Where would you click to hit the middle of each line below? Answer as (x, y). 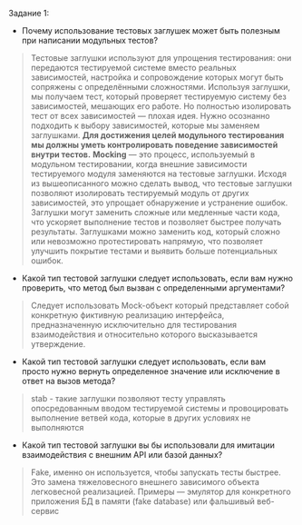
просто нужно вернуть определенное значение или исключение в (151, 371)
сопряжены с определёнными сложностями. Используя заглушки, (161, 87)
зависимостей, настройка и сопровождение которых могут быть (157, 77)
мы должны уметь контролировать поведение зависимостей (154, 145)
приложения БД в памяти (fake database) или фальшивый (143, 501)
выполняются (57, 427)
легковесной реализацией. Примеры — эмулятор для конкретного (161, 491)
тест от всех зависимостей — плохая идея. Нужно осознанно (150, 116)
